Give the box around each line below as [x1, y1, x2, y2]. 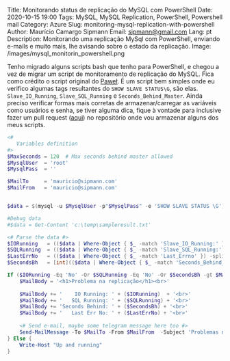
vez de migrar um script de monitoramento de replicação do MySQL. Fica [7, 70, 214, 78]
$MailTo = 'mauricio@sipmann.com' [7, 178, 118, 185]
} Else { [7, 335, 32, 342]
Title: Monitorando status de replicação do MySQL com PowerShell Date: [7, 6, 214, 14]
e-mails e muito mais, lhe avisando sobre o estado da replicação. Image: [7, 42, 212, 50]
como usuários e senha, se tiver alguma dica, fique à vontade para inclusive [7, 106, 222, 114]
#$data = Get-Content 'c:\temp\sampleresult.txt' [7, 222, 152, 228]
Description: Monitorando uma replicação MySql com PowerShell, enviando [7, 35, 220, 43]
